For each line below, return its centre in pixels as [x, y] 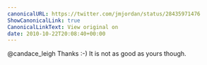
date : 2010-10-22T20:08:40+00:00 [57, 34]
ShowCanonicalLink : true [44, 20]
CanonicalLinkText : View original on [63, 27]
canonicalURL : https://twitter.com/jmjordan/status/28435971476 [104, 14]
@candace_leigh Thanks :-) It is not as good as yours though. [97, 54]
